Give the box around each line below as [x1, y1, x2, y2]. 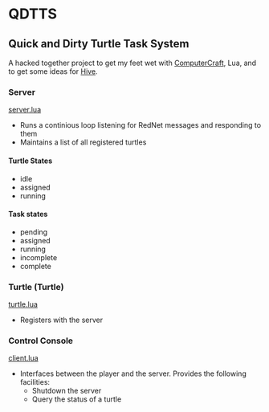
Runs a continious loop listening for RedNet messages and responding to [19, 120, 262, 130]
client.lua [8, 353, 39, 363]
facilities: [19, 377, 51, 387]
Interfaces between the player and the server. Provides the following [19, 369, 247, 378]
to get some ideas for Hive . [8, 67, 98, 76]
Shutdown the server [31, 386, 102, 396]
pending [19, 226, 48, 237]
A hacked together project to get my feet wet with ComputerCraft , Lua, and [8, 58, 257, 67]
